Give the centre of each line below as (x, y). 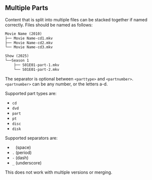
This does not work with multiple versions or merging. (59, 172)
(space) (23, 147)
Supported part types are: (31, 93)
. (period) (22, 152)
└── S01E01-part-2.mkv (37, 69)
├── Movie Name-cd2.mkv (29, 43)
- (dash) (20, 158)
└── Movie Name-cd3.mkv (29, 47)
